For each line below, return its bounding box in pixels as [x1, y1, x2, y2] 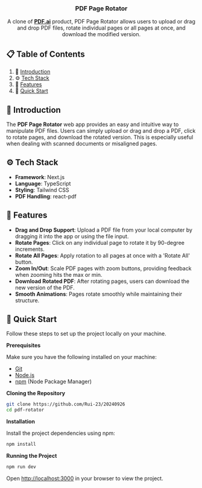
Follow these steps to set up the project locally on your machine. [6, 330, 167, 337]
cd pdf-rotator [6, 407, 45, 413]
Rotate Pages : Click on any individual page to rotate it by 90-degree [14, 239, 185, 246]
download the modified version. [62, 31, 141, 38]
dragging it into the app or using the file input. [14, 232, 129, 239]
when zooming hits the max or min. [14, 271, 103, 278]
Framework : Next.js [14, 173, 65, 180]
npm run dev [6, 463, 36, 470]
